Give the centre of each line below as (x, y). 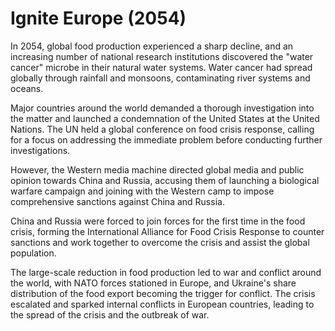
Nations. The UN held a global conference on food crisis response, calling (162, 129)
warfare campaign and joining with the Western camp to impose (142, 191)
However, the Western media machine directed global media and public (157, 169)
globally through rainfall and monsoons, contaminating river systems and (160, 78)
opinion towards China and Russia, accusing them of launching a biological (165, 180)
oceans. (27, 88)
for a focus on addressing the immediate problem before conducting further (166, 139)
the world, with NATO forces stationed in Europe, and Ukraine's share (153, 283)
